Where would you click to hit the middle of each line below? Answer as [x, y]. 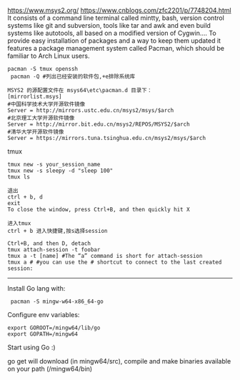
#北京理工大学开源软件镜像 [41, 118]
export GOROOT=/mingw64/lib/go [54, 328]
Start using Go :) [31, 347]
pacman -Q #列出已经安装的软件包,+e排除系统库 [73, 76]
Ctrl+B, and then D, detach [49, 244]
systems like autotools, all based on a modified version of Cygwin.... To [112, 33]
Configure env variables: [44, 315]
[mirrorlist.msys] [35, 96]
